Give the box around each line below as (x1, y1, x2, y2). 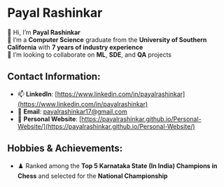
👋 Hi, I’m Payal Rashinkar (7, 28, 80, 36)
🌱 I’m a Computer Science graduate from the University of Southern (7, 35, 207, 43)
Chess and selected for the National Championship (17, 172, 168, 180)
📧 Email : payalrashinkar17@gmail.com (17, 107, 127, 116)
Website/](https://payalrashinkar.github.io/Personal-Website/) (17, 122, 195, 130)
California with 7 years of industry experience (7, 43, 143, 51)
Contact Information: (7, 71, 101, 83)
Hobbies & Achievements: (7, 142, 123, 155)
